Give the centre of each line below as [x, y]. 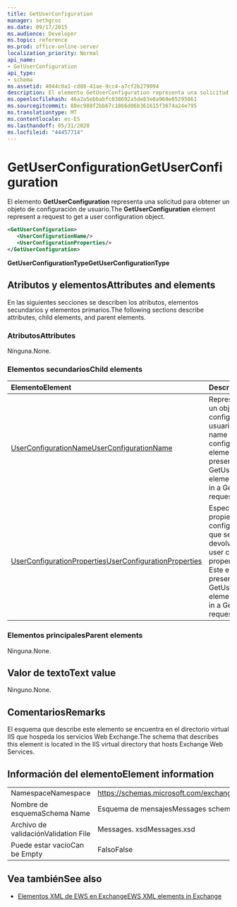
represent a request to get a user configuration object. [86, 217]
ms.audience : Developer [42, 34]
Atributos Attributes [42, 335]
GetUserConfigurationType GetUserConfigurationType [89, 263]
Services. [21, 752]
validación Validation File [51, 833]
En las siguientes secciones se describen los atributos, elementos [103, 302]
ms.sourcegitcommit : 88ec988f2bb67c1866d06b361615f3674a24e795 [102, 106]
